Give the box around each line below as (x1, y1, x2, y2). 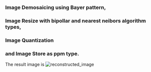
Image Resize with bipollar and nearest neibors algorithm (5, 17, 146, 24)
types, (5, 23, 21, 30)
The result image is (5, 62, 45, 68)
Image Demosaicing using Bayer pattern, (5, 4, 106, 11)
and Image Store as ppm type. (5, 50, 79, 57)
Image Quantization (5, 37, 54, 44)
